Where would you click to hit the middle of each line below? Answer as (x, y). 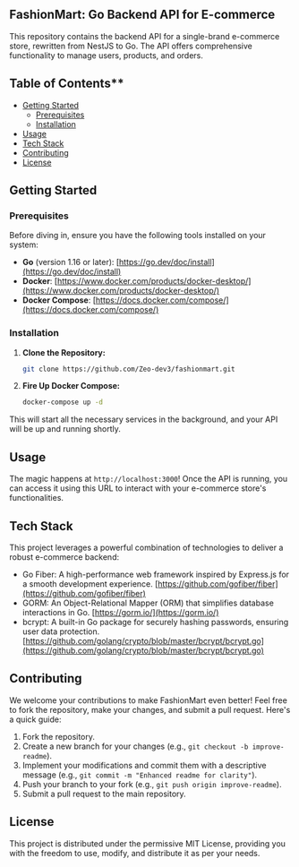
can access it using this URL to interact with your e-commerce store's (138, 488)
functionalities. (37, 498)
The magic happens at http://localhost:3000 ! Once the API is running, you (149, 479)
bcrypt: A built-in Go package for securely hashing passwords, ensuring (155, 622)
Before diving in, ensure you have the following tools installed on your (138, 236)
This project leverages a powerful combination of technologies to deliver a (146, 547)
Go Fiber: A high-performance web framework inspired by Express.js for (155, 574)
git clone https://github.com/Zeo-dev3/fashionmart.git (128, 369)
